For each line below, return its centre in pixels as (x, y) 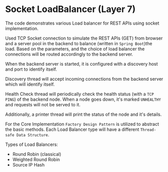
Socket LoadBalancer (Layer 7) (70, 9)
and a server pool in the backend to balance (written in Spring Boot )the (79, 43)
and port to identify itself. (31, 69)
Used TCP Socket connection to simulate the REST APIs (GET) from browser (84, 38)
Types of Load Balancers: (32, 144)
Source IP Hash (29, 164)
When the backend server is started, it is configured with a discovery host (81, 64)
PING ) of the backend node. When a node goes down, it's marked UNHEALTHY (83, 99)
